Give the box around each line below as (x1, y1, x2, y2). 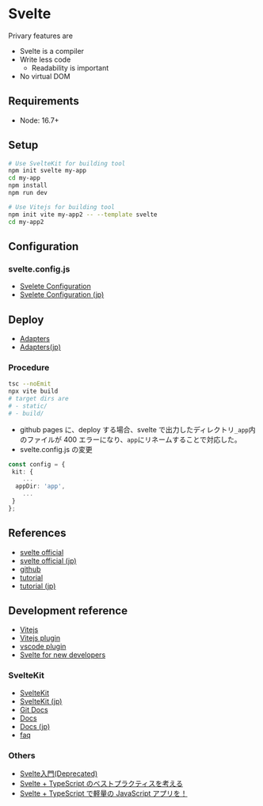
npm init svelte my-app (8, 167, 87, 175)
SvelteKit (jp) (19, 696, 63, 705)
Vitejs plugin (19, 633, 61, 643)
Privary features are (8, 31, 74, 40)
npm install (8, 181, 48, 190)
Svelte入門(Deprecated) (19, 769, 98, 778)
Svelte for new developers (19, 650, 106, 660)
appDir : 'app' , (15, 482, 66, 491)
